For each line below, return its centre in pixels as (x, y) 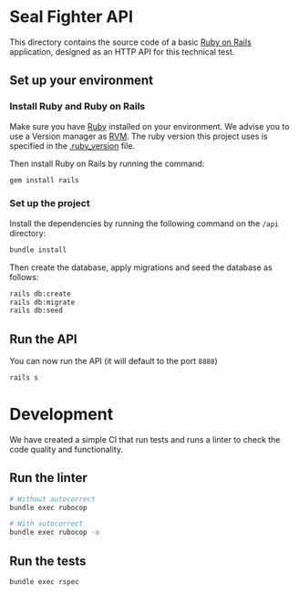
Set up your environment (81, 81)
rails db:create (40, 294)
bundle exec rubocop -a (55, 532)
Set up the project (50, 204)
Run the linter (49, 478)
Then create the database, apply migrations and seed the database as (141, 267)
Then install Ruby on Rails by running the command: (107, 163)
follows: (24, 277)
